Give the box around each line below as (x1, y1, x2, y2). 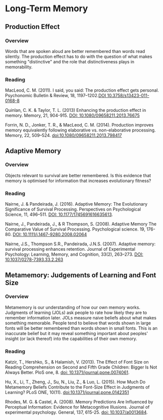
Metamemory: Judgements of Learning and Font (5, 271, 157, 279)
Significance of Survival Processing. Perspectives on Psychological (5, 207, 141, 212)
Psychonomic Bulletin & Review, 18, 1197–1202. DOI (5, 93, 106, 99)
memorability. (5, 64, 33, 70)
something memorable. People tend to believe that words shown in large (5, 320, 151, 326)
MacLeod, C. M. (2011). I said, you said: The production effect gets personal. (5, 87, 159, 93)
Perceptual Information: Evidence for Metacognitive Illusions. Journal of (5, 404, 150, 410)
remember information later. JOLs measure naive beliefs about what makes (5, 315, 157, 320)
